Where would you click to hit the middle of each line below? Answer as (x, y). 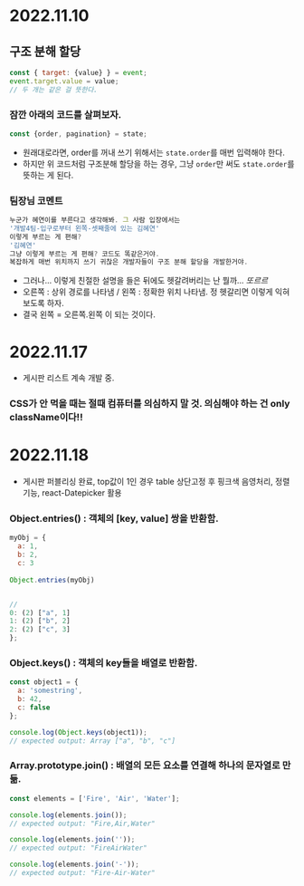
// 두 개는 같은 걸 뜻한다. (53, 90)
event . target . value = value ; (64, 81)
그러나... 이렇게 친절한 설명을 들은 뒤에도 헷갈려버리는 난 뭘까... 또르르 (145, 281)
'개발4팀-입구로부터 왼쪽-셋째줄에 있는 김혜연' (85, 228)
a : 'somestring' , (50, 691)
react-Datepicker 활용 (82, 493)
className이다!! (46, 418)
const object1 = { (44, 682)
